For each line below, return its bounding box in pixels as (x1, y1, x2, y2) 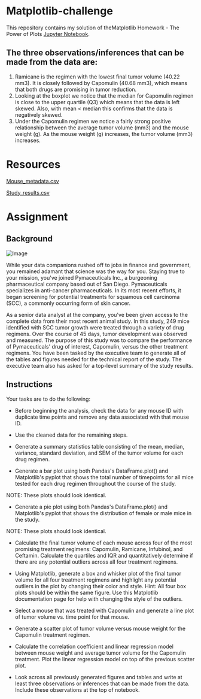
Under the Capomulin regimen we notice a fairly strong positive (14, 117, 172, 125)
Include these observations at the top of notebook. (14, 686, 140, 693)
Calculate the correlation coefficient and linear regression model (14, 643, 173, 650)
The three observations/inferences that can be (6, 48, 184, 58)
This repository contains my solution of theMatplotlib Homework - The (6, 24, 179, 31)
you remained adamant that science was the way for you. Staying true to (6, 268, 185, 275)
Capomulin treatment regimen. (14, 631, 90, 639)
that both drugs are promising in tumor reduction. (14, 86, 137, 93)
